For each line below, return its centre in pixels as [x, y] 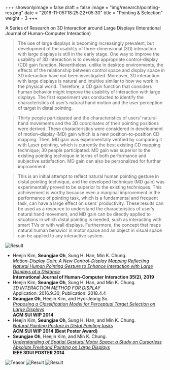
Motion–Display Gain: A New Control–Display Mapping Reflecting [81, 261]
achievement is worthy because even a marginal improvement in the [89, 192]
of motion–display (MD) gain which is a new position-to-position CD [89, 134]
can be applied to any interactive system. [61, 236]
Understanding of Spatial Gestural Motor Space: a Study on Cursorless [87, 342]
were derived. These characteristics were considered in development [90, 129]
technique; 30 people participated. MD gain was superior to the [84, 150]
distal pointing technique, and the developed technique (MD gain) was [91, 182]
